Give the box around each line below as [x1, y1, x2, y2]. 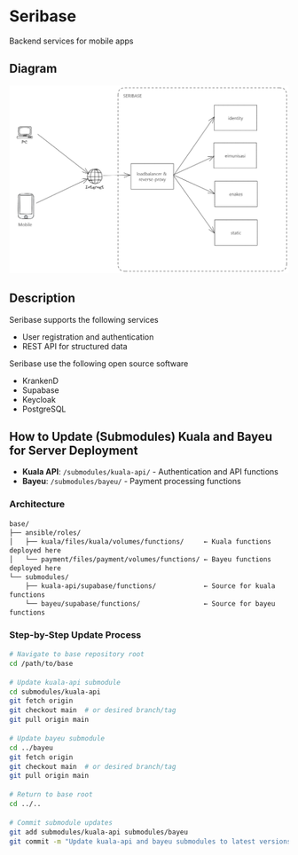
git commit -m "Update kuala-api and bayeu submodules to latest [9, 836, 255, 846]
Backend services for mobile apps [9, 35, 134, 46]
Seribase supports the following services [9, 314, 160, 325]
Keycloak [21, 394, 56, 404]
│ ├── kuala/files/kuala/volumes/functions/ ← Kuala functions [9, 537, 272, 546]
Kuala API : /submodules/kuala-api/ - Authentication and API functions [21, 467, 279, 477]
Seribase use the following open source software [9, 357, 189, 369]
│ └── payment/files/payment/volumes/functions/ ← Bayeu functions [9, 554, 272, 564]
